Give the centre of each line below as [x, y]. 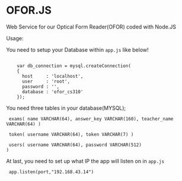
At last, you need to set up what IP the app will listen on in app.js [85, 161]
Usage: [15, 38]
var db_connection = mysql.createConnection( [74, 66]
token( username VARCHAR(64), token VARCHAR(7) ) [71, 134]
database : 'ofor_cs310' [52, 92]
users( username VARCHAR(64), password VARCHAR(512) [75, 145]
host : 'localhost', [52, 76]
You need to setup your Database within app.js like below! [78, 50]
